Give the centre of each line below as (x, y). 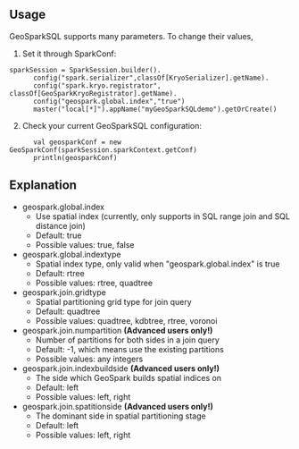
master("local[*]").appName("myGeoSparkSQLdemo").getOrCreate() (155, 109)
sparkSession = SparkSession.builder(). (86, 70)
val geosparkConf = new (77, 142)
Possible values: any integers (89, 359)
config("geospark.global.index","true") (109, 101)
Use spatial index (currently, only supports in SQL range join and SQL (162, 216)
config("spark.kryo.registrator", (97, 85)
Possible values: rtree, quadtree (94, 283)
